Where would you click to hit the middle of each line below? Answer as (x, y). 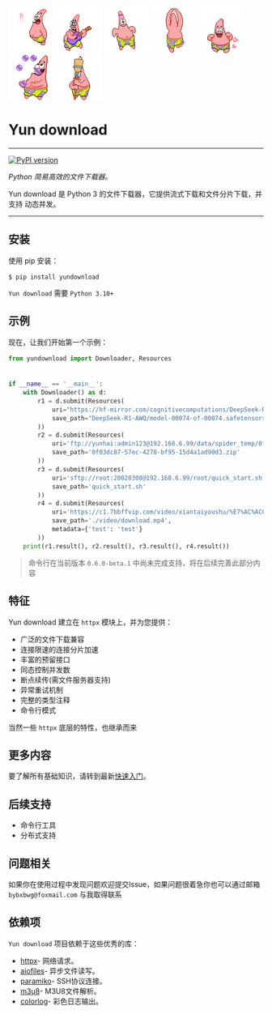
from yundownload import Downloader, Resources (90, 358)
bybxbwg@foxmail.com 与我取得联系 (65, 894)
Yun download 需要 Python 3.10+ (61, 293)
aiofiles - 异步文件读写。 (59, 970)
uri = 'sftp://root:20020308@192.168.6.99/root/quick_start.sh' (159, 478)
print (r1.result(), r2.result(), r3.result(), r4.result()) (126, 546)
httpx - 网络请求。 (49, 961)
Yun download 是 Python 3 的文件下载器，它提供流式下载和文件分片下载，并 (136, 194)
